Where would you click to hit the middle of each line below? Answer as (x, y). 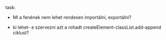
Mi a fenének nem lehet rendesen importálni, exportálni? (72, 17)
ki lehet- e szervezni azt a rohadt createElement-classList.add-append (87, 27)
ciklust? (21, 33)
